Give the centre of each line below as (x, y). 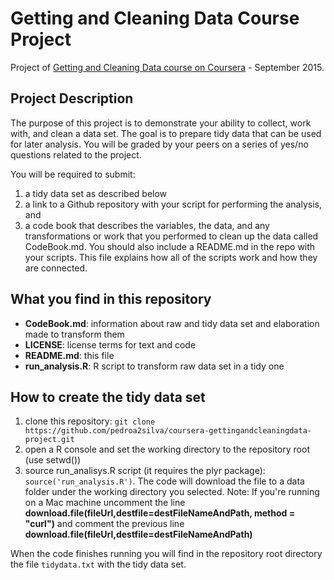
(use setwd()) (53, 460)
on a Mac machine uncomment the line (105, 503)
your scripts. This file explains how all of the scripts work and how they (171, 257)
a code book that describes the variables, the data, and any (147, 225)
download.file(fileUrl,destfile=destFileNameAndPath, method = (160, 513)
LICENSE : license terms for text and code (110, 344)
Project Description (72, 98)
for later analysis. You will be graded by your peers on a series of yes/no (159, 144)
